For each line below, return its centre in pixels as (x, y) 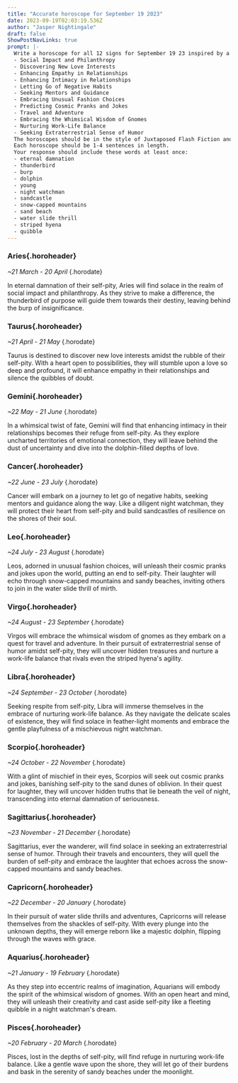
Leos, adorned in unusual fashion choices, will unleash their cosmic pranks (117, 566)
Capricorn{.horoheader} (50, 887)
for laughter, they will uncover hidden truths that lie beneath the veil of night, (119, 791)
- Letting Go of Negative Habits (63, 86)
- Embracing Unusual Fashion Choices (69, 100)
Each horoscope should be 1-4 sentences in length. (92, 146)
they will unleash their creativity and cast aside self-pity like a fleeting (109, 1001)
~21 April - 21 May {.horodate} (51, 342)
